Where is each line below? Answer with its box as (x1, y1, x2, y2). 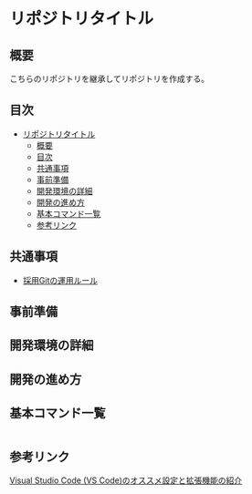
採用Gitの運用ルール (22, 274, 99, 285)
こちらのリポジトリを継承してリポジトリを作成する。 (9, 74, 210, 84)
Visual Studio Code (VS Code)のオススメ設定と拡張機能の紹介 (9, 475, 243, 486)
